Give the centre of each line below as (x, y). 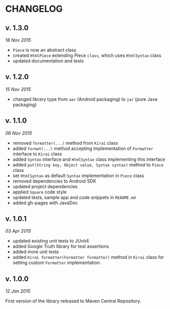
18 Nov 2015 (18, 40)
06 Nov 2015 (19, 133)
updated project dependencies (45, 186)
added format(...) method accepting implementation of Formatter (83, 148)
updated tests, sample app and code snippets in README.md (74, 197)
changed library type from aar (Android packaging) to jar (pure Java (85, 99)
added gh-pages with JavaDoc (45, 203)
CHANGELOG (34, 9)
